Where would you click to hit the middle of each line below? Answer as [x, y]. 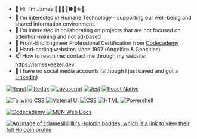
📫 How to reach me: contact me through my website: [81, 56]
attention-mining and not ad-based [58, 36]
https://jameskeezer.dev [44, 64]
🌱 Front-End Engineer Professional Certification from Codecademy [97, 43]
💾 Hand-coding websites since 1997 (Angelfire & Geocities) [87, 49]
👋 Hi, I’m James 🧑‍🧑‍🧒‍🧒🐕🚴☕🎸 [50, 9]
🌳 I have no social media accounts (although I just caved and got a [96, 71]
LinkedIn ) [26, 77]
